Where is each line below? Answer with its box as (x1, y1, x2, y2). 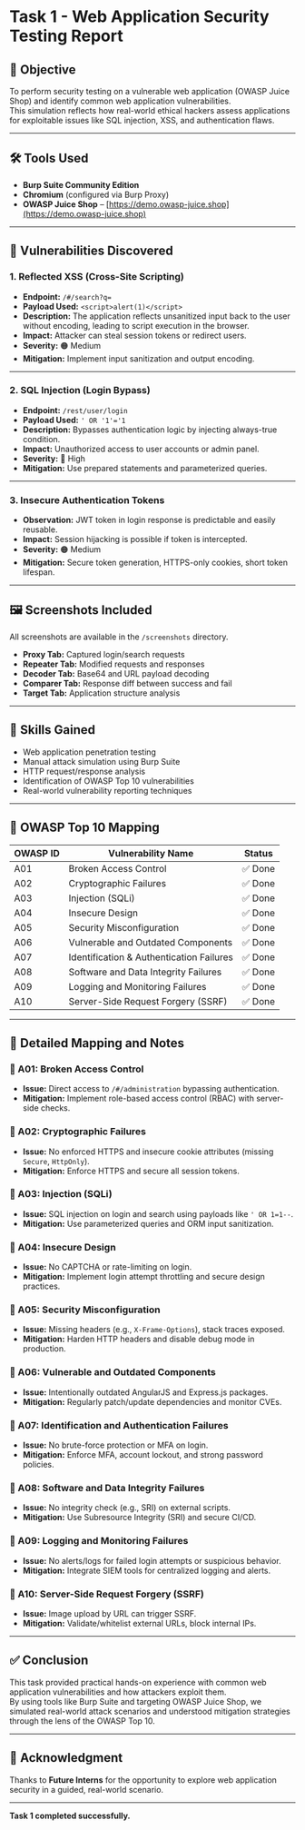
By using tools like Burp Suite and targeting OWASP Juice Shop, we (9, 1696, 261, 1706)
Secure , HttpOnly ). (22, 1155, 91, 1166)
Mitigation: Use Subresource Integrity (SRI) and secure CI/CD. (22, 1512, 257, 1523)
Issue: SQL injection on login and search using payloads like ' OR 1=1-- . (22, 1208, 294, 1219)
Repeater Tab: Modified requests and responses (22, 658, 205, 669)
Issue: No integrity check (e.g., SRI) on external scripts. (22, 1502, 231, 1513)
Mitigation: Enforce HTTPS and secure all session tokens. (22, 1165, 241, 1176)
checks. (40, 1103, 71, 1113)
